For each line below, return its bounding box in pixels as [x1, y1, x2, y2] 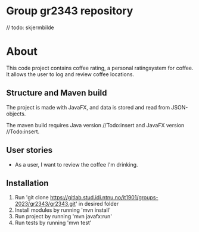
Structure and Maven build [6, 88, 107, 98]
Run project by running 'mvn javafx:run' [14, 213, 112, 220]
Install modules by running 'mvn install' [14, 206, 111, 214]
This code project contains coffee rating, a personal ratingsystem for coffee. [6, 64, 194, 71]
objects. [6, 110, 26, 117]
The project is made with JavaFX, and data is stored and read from [6, 104, 170, 111]
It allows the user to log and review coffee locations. [6, 70, 135, 78]
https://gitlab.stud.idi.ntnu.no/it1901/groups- [49, 194, 158, 201]
